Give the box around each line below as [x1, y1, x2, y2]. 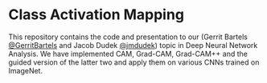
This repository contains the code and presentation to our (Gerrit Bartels [8, 32, 248, 41]
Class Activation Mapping [8, 6, 185, 24]
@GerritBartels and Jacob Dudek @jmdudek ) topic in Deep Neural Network [8, 40, 258, 49]
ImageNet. [8, 65, 43, 75]
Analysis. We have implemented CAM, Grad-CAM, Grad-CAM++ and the [8, 49, 248, 58]
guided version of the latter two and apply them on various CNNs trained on [8, 57, 260, 67]
